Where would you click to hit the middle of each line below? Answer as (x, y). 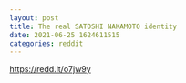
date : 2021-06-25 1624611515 (65, 35)
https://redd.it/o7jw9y (50, 69)
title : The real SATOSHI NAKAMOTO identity (93, 26)
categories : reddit (46, 43)
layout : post (34, 18)
